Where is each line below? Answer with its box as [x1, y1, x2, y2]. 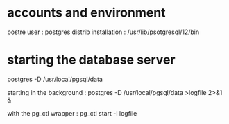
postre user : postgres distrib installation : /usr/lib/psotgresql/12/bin [7, 28, 200, 36]
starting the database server [7, 52, 176, 68]
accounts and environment [7, 5, 166, 21]
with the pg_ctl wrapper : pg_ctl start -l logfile [7, 109, 137, 117]
